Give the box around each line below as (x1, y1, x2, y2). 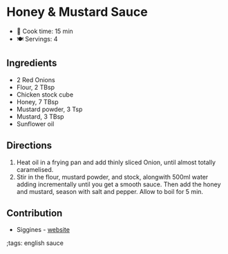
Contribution (6, 207, 63, 219)
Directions (6, 139, 53, 152)
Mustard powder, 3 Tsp (16, 105, 83, 113)
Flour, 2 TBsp (16, 83, 55, 91)
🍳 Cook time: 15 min (16, 27, 73, 35)
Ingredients (6, 57, 57, 69)
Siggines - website (16, 226, 70, 234)
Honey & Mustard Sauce (6, 4, 148, 20)
